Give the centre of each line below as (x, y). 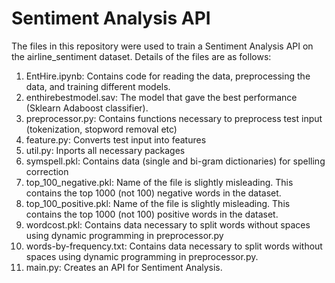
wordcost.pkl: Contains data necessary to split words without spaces (168, 224)
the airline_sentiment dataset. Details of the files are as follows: (141, 56)
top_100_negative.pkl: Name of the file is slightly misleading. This (159, 182)
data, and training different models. (98, 86)
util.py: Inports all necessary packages (105, 150)
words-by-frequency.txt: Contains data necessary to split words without (174, 246)
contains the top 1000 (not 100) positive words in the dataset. (152, 214)
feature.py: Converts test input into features (116, 139)
